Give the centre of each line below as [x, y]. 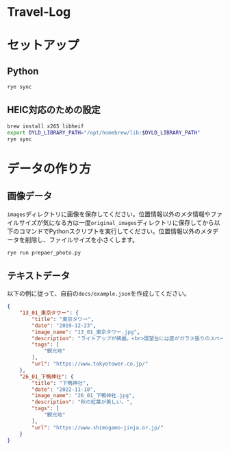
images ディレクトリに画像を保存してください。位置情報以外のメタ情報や [109, 214]
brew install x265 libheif [46, 126]
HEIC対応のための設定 [54, 110]
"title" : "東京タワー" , [63, 319]
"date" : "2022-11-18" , [64, 389]
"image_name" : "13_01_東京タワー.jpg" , [86, 332]
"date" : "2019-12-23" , [64, 325]
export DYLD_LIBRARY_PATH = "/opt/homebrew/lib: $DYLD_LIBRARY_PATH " [104, 132]
